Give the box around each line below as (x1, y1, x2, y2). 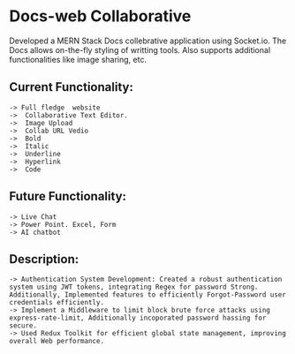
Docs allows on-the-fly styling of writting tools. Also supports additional (9, 44, 271, 55)
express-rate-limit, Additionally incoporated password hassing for (9, 313, 267, 323)
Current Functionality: (9, 79, 134, 94)
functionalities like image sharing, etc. (9, 54, 147, 64)
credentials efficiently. (9, 298, 104, 307)
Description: (9, 252, 79, 267)
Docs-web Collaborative (9, 6, 192, 26)
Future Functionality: (9, 189, 126, 204)
